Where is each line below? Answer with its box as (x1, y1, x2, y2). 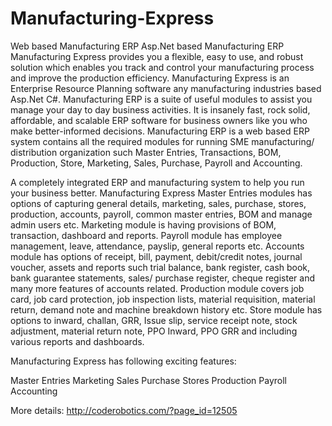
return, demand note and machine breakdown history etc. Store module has (10, 303, 323, 316)
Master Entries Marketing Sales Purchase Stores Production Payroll (10, 374, 287, 386)
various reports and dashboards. (10, 335, 145, 347)
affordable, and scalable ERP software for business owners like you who (10, 114, 308, 126)
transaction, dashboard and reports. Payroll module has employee (10, 229, 283, 241)
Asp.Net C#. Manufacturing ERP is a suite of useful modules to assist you (10, 93, 313, 105)
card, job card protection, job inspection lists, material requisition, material (10, 293, 316, 305)
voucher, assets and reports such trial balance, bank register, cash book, (10, 261, 311, 273)
